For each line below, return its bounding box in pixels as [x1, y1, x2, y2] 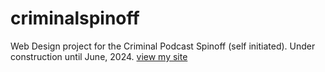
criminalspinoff [10, 7, 140, 30]
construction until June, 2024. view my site [10, 50, 188, 62]
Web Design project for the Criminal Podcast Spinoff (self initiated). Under [10, 40, 316, 52]
